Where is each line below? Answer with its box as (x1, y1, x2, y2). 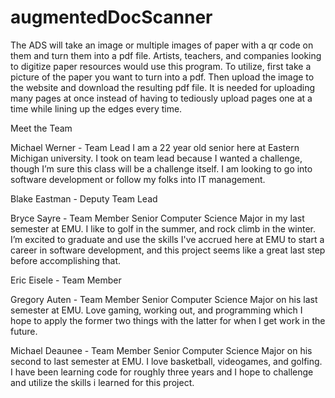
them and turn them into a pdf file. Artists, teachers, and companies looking (10, 49, 322, 61)
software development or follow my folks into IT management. (10, 173, 266, 185)
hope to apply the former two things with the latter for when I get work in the (10, 314, 326, 326)
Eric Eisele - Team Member (10, 274, 122, 286)
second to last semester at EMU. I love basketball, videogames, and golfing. (10, 355, 323, 367)
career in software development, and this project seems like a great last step (10, 244, 326, 256)
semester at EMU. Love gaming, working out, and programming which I (10, 304, 303, 316)
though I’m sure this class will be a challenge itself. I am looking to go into (10, 162, 313, 175)
